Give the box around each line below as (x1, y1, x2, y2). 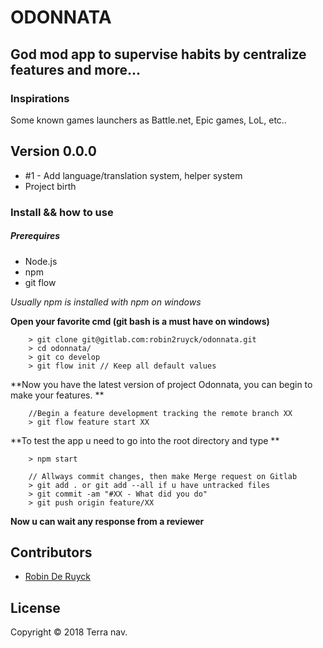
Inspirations (10, 91, 70, 105)
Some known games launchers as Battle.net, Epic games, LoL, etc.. (10, 114, 287, 126)
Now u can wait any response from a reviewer (10, 515, 205, 527)
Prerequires (10, 230, 61, 242)
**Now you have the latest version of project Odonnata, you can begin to (10, 378, 313, 390)
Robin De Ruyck (24, 571, 91, 583)
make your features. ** (10, 389, 105, 401)
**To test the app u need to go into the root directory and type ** (10, 434, 280, 446)
